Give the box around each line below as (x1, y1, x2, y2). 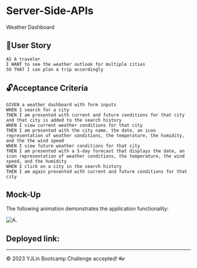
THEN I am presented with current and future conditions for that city (6, 112, 185, 118)
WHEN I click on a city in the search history (6, 163, 122, 169)
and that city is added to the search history (6, 117, 122, 123)
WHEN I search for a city (6, 107, 69, 113)
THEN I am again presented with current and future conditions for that (6, 169, 188, 175)
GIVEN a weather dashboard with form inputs (6, 102, 117, 108)
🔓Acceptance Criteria (6, 83, 89, 93)
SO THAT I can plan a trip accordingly (6, 66, 104, 72)
